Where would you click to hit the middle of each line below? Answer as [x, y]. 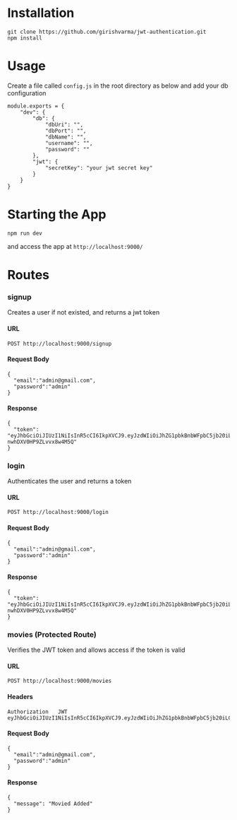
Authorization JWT [38, 712]
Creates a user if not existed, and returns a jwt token [84, 312]
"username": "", [69, 143]
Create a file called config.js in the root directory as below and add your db [118, 86]
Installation [41, 13]
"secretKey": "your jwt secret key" [99, 168]
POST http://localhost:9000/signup [60, 344]
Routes [28, 275]
